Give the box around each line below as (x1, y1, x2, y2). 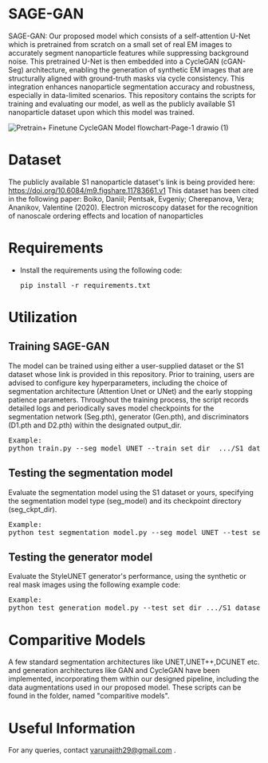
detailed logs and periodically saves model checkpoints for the (8, 403, 215, 413)
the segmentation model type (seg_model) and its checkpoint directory (8, 496, 242, 505)
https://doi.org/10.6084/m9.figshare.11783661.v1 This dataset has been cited (8, 185, 259, 195)
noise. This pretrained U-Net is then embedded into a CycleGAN (8, 57, 219, 66)
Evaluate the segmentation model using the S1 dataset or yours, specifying (8, 487, 254, 497)
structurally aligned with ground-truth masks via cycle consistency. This (8, 73, 245, 83)
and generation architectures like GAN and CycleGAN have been (8, 666, 220, 675)
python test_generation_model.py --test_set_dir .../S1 (8, 604, 231, 612)
